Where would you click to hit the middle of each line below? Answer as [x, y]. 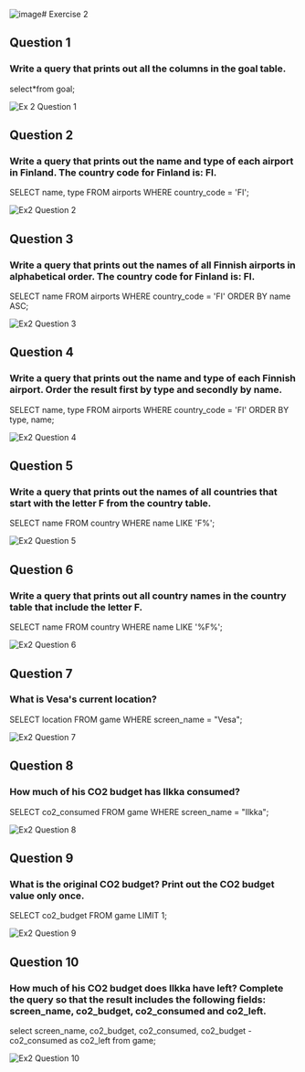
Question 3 [42, 239]
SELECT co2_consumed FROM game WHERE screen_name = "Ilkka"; [139, 812]
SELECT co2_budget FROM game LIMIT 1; [88, 916]
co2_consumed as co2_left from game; [83, 1040]
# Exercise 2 [65, 14]
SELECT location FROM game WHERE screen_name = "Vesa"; [126, 719]
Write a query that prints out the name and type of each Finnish [153, 378]
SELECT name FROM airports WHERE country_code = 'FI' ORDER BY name [150, 296]
